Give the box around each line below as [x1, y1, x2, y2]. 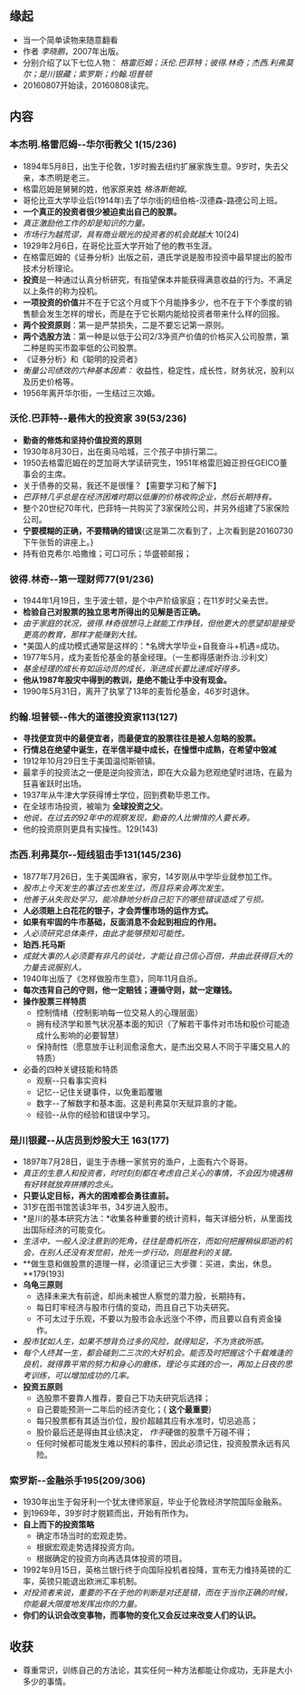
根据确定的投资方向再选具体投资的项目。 [35, 1554, 187, 1564]
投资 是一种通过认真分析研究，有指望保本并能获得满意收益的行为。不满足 [22, 274, 292, 285]
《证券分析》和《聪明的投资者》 [22, 353, 142, 365]
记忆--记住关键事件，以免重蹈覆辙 [35, 1086, 163, 1097]
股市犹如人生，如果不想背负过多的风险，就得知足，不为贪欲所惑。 [22, 1336, 269, 1347]
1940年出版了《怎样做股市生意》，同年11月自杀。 [22, 973, 203, 984]
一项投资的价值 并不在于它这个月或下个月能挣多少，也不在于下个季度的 [22, 297, 285, 307]
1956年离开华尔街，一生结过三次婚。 [22, 387, 160, 398]
